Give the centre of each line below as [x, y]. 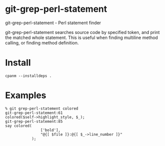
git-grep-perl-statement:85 [34, 121]
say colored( [19, 126]
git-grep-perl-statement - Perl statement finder [53, 23]
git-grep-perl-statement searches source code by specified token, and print [82, 32]
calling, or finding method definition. [42, 42]
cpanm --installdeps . [28, 76]
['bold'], [50, 130]
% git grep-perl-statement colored [42, 109]
